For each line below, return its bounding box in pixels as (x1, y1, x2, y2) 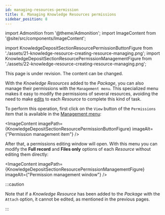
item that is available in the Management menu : (5, 111, 102, 117)
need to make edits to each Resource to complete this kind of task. (5, 96, 142, 102)
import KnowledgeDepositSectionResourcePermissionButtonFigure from (5, 45, 153, 51)
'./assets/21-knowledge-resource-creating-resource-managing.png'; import (5, 50, 160, 56)
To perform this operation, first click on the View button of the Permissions (5, 106, 156, 112)
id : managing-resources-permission (5, 7, 79, 12)
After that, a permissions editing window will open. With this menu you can (5, 141, 158, 147)
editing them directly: (5, 151, 49, 157)
